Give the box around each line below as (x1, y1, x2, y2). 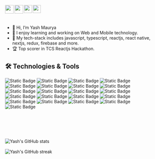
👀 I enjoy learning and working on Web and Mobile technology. (12, 30, 138, 36)
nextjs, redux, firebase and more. (12, 40, 79, 46)
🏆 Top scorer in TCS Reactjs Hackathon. (12, 46, 95, 51)
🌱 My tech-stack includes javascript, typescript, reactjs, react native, (12, 35, 151, 41)
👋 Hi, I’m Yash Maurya (12, 24, 57, 30)
